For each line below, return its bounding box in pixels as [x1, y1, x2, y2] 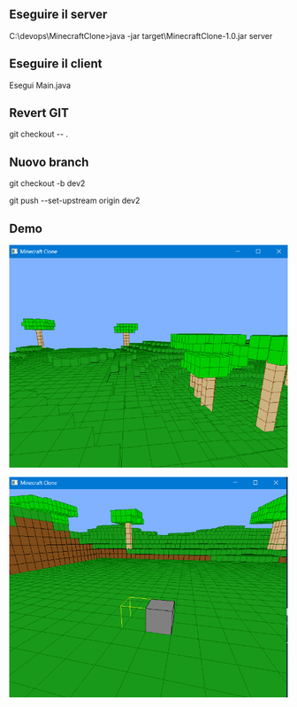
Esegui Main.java [9, 80, 72, 90]
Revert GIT [9, 105, 69, 120]
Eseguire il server [9, 7, 108, 22]
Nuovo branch [9, 154, 89, 169]
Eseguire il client [9, 57, 103, 72]
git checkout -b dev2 [9, 178, 86, 189]
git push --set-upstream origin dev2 [9, 195, 141, 206]
